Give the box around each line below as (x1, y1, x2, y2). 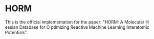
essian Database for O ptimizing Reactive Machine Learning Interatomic (5, 24, 150, 30)
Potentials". (5, 29, 28, 35)
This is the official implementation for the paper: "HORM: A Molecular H (5, 19, 149, 25)
